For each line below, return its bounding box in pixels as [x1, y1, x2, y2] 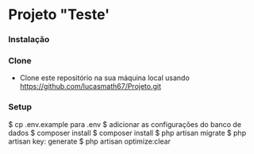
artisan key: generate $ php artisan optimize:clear [8, 137, 171, 146]
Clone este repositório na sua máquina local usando [19, 73, 190, 83]
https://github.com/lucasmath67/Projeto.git [19, 82, 161, 91]
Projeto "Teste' [8, 6, 110, 24]
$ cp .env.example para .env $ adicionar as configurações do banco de [8, 119, 242, 129]
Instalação [8, 34, 50, 45]
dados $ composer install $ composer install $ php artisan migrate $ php [8, 128, 247, 137]
